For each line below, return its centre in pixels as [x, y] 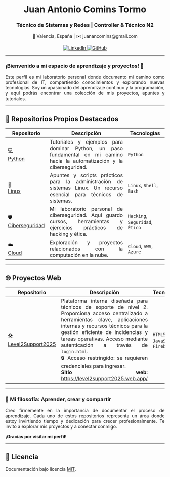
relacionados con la [86, 249]
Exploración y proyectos [86, 242]
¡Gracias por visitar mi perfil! [36, 436]
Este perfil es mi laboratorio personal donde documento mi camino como [85, 77]
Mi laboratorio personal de [86, 209]
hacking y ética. [69, 234]
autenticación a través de [104, 345]
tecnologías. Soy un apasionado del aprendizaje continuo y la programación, [85, 87]
